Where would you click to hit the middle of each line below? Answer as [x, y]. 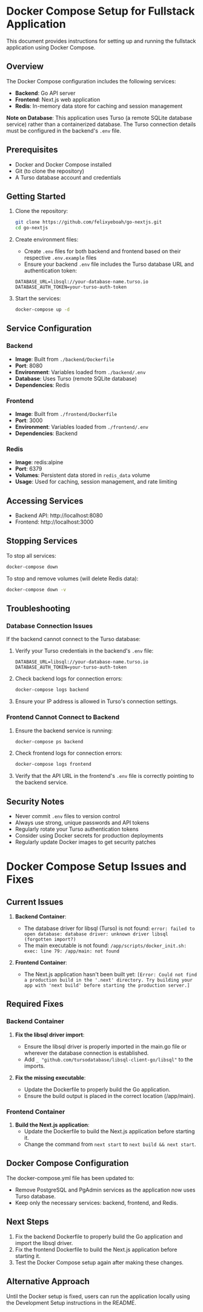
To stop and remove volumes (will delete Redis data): [72, 578]
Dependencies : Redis [42, 385]
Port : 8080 [29, 366]
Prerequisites [32, 150]
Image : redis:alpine [39, 462]
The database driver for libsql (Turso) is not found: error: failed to [109, 928]
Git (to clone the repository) [50, 171]
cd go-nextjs [32, 228]
